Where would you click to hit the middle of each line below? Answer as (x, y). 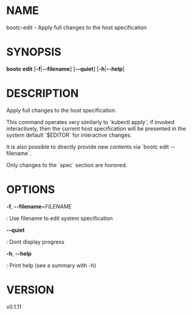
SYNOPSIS (34, 52)
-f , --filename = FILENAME (39, 206)
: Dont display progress (36, 241)
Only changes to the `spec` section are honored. (67, 165)
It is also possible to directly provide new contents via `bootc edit (87, 147)
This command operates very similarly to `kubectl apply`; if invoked (91, 122)
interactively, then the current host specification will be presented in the (96, 128)
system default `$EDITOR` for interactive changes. (69, 135)
